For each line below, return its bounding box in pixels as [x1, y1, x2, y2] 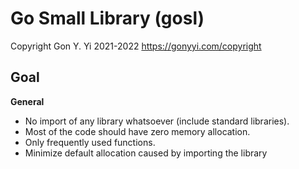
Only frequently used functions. [24, 136, 156, 148]
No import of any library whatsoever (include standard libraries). [24, 115, 290, 127]
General [10, 95, 45, 107]
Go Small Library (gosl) [10, 7, 205, 30]
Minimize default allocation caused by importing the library [24, 147, 268, 159]
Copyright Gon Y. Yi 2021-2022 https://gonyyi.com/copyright [10, 40, 262, 52]
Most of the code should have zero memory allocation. [24, 125, 251, 137]
